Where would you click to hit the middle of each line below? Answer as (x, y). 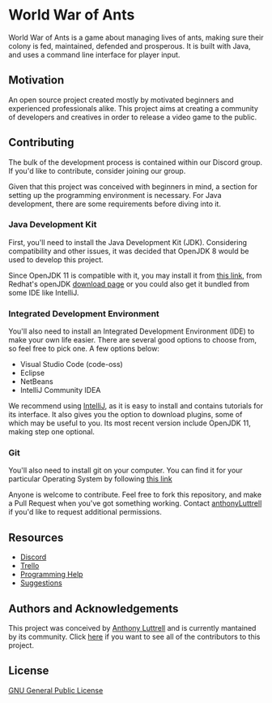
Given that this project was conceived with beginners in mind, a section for (133, 186)
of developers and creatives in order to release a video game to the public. (133, 117)
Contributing (41, 142)
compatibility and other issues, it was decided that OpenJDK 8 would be (129, 251)
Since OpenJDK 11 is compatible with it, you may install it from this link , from (135, 275)
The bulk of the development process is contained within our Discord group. (136, 162)
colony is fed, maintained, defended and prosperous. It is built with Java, (130, 45)
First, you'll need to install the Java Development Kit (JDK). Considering (128, 242)
